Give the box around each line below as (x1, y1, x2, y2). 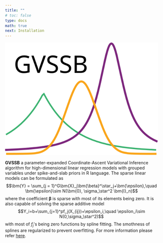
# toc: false (5, 13, 32, 18)
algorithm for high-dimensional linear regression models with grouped (5, 165, 145, 171)
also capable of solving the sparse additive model (5, 201, 104, 207)
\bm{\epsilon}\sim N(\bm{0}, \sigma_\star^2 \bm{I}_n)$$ (25, 188, 138, 194)
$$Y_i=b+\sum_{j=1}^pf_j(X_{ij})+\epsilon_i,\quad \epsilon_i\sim (17, 208, 146, 214)
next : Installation (5, 28, 45, 34)
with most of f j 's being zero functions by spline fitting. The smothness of (5, 221, 150, 228)
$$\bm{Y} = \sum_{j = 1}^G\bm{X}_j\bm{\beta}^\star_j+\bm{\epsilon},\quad (6, 183, 157, 189)
